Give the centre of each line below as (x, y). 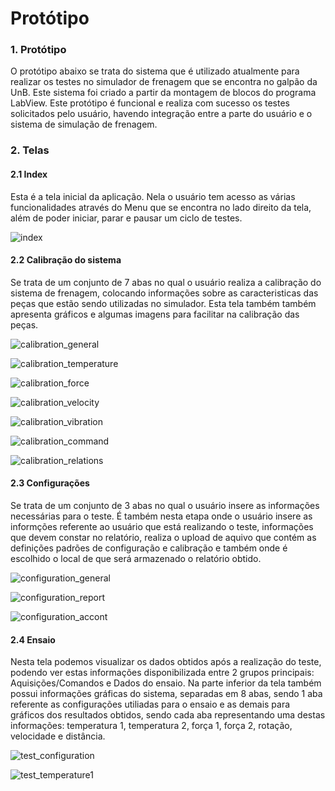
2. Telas (30, 150)
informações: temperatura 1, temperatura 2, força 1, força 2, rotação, (151, 726)
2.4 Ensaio (33, 639)
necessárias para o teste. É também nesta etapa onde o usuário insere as (161, 516)
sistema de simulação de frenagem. (84, 124)
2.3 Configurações (50, 483)
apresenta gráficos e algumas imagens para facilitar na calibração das (155, 314)
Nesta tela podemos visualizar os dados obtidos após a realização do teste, (166, 662)
